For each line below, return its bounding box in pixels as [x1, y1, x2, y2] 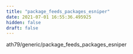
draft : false [6, 25, 39, 31]
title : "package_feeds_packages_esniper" [6, 8, 110, 15]
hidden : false [6, 19, 42, 25]
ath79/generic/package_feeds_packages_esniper [6, 41, 127, 48]
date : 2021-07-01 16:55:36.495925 [6, 14, 92, 20]
